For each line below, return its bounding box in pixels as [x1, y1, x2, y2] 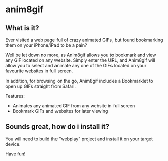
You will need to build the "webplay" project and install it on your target [5, 136, 153, 142]
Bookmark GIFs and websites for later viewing [12, 108, 108, 114]
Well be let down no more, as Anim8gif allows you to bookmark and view [5, 52, 156, 58]
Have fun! [5, 151, 26, 157]
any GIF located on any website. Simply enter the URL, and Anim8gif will [5, 57, 155, 63]
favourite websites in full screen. [5, 68, 73, 74]
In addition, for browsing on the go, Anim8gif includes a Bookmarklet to [5, 78, 154, 84]
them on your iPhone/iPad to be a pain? [5, 42, 87, 48]
